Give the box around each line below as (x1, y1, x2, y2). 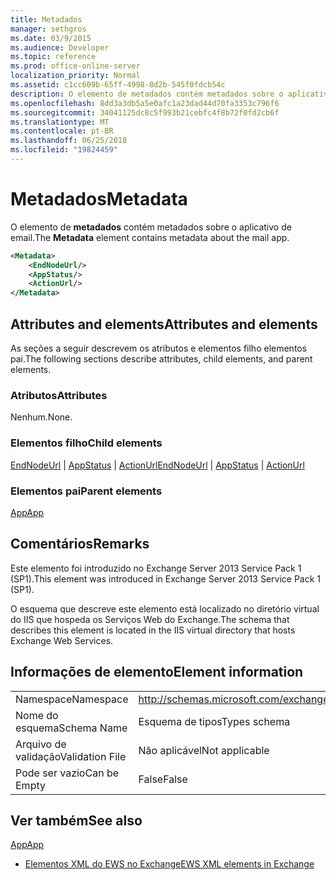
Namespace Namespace (15, 692, 129, 706)
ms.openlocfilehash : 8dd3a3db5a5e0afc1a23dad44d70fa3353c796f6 (10, 98, 280, 108)
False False (138, 772, 188, 786)
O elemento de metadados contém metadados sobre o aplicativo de (10, 221, 292, 233)
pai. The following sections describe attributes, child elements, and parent (10, 353, 313, 365)
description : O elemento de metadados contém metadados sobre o (10, 89, 284, 99)
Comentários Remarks (10, 536, 150, 553)
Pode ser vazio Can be (15, 766, 119, 780)
